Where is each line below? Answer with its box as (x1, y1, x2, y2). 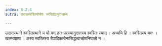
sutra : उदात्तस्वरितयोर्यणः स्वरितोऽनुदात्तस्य (5, 12, 68, 17)
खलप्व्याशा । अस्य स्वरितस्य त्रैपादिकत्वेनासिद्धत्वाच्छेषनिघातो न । (5, 35, 105, 41)
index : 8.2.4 (5, 7, 32, 12)
